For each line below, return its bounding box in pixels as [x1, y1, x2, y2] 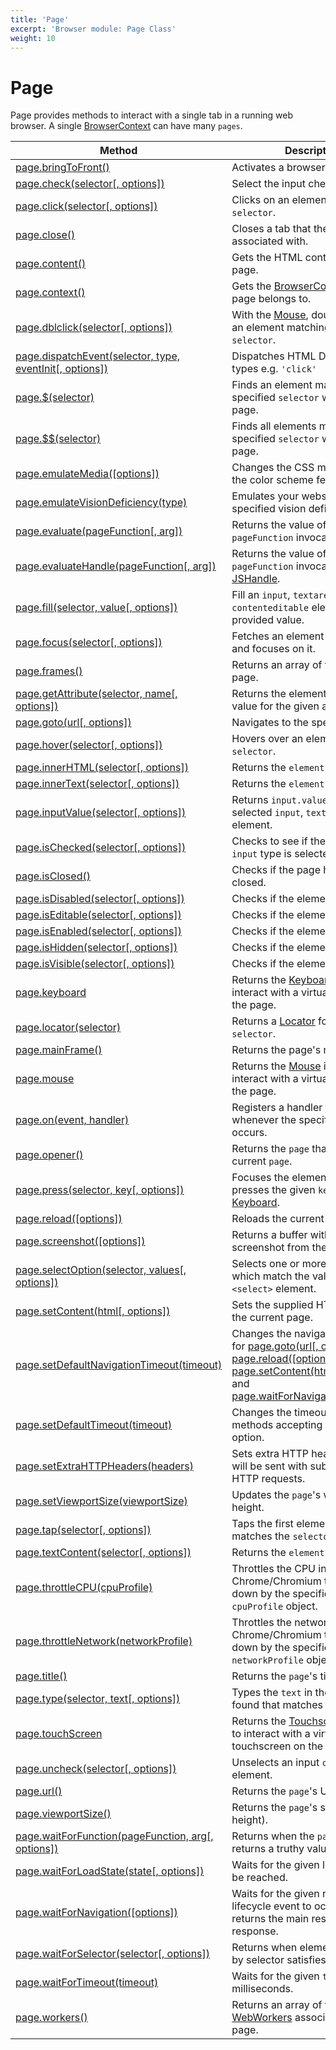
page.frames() [15, 664, 83, 678]
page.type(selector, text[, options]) [15, 1692, 181, 1706]
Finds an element [231, 378, 313, 392]
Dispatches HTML [231, 349, 317, 363]
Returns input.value [231, 793, 328, 807]
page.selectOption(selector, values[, [15, 1263, 187, 1277]
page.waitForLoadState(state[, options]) [15, 1864, 205, 1878]
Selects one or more [231, 1257, 327, 1271]
